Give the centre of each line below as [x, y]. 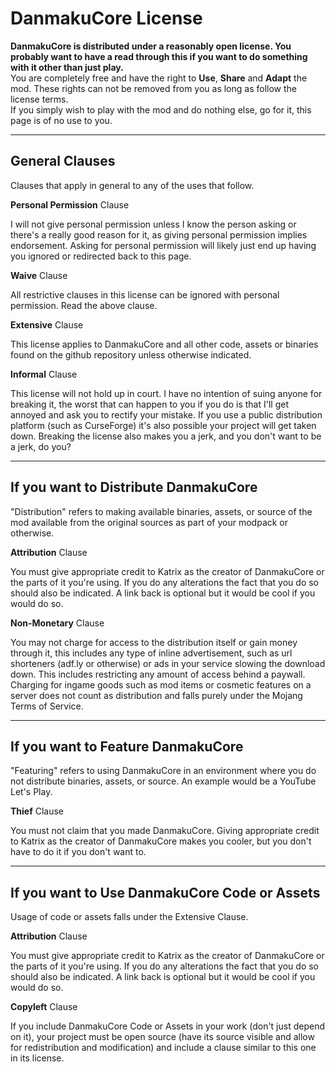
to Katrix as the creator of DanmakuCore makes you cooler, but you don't [161, 841]
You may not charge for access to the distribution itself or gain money [154, 642]
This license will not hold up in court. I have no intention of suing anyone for [166, 393]
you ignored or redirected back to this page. [101, 256]
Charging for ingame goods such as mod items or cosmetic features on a [161, 684]
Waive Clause [39, 275]
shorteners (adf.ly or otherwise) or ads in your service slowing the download [168, 663]
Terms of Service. [47, 706]
